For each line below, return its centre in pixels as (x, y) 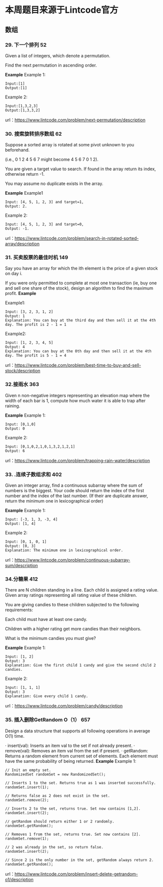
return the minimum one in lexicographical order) (54, 501)
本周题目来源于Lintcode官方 (62, 10)
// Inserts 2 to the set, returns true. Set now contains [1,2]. (73, 808)
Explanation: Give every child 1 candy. (47, 696)
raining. (13, 406)
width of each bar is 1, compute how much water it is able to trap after (75, 400)
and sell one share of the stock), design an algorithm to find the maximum (79, 288)
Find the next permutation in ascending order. (51, 65)
